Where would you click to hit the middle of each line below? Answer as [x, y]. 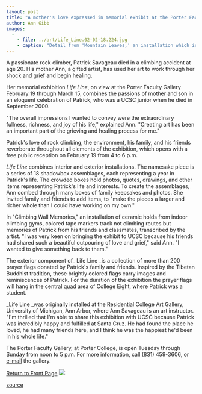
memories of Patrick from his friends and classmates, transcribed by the [96, 230]
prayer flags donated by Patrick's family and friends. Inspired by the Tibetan [101, 267]
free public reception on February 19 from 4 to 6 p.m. [72, 155]
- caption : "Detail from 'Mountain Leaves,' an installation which [103, 46]
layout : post [23, 12]
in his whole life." [27, 336]
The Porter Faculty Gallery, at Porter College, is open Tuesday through [93, 348]
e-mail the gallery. [29, 361]
